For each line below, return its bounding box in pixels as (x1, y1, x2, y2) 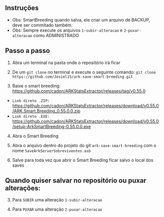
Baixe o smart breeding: (12, 83, 61, 88)
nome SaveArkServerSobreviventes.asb (12, 148, 91, 153)
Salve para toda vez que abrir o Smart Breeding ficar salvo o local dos (12, 157, 154, 163)
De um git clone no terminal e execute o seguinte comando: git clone (12, 69, 156, 75)
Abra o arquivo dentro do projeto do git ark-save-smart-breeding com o (12, 142, 157, 148)
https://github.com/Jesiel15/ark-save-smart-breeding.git (12, 74, 133, 79)
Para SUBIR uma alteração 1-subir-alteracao (12, 197, 102, 203)
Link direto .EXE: (12, 114, 50, 119)
